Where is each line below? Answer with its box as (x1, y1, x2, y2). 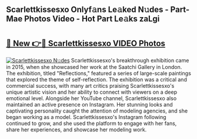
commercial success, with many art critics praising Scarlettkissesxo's (6, 82, 175, 89)
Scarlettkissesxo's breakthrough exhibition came (71, 57, 189, 64)
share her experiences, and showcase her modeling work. (6, 126, 147, 133)
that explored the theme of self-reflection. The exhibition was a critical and (6, 76, 187, 83)
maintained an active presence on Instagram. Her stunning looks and (6, 101, 173, 108)
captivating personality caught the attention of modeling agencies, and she (6, 107, 188, 114)
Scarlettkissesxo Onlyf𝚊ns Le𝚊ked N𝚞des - (6, 5, 169, 15)
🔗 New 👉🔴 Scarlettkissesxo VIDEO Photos (6, 38, 166, 48)
